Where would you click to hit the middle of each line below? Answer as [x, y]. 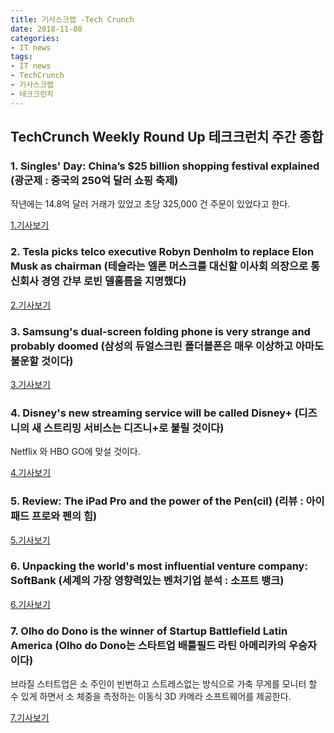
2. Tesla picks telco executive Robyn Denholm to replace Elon [162, 252]
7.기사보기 [30, 718]
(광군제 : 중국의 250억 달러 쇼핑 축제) [94, 180]
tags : [21, 57]
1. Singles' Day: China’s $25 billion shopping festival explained [165, 166]
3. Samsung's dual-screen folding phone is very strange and [160, 331]
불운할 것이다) [42, 361]
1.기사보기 [30, 225]
